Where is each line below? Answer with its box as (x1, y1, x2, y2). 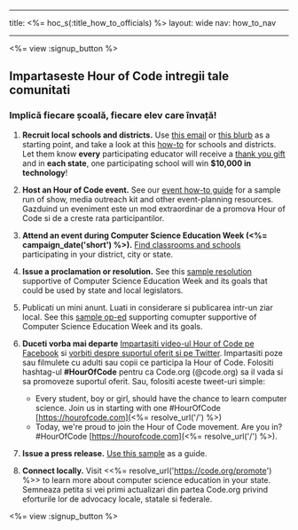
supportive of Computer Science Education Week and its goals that (21, 275, 268, 286)
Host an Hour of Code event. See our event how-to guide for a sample (21, 184, 281, 195)
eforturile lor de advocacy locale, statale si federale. (21, 494, 213, 504)
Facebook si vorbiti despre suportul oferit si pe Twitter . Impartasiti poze (21, 347, 284, 358)
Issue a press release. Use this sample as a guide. (21, 447, 208, 458)
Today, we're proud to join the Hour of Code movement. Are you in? (35, 421, 283, 431)
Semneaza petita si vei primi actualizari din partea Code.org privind (21, 484, 269, 494)
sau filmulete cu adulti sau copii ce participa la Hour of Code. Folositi (21, 357, 274, 368)
